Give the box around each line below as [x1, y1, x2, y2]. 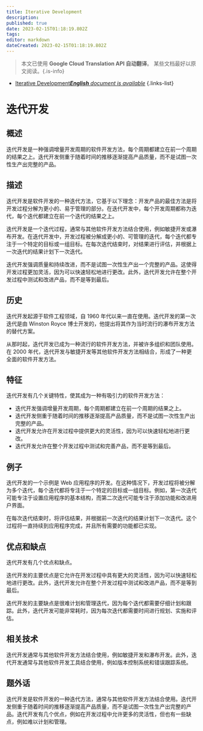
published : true [6, 20, 47, 26]
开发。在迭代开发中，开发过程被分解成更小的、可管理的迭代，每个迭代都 [11, 233, 192, 240]
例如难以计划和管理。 [16, 718, 70, 725]
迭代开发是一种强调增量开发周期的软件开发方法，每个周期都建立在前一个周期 [6, 146, 197, 153]
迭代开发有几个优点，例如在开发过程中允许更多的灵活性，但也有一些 [16, 710, 186, 718]
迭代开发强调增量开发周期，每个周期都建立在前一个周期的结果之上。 [14, 405, 185, 412]
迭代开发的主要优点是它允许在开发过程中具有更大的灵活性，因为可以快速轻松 [6, 572, 197, 579]
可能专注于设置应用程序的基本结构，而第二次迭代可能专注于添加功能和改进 [6, 494, 192, 501]
